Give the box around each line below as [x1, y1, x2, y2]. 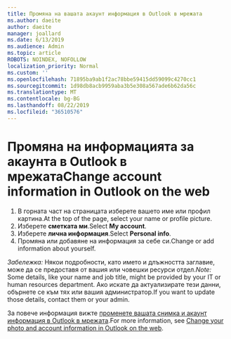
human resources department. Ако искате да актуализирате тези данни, [7, 280, 221, 288]
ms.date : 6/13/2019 [7, 37, 65, 44]
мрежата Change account [7, 168, 162, 184]
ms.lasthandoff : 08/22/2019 [7, 102, 90, 109]
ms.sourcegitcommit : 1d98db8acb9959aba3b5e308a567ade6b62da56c [7, 82, 197, 89]
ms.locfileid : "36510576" [7, 108, 83, 115]
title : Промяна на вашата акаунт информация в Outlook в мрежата [7, 10, 202, 18]
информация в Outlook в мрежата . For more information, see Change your [7, 316, 224, 324]
